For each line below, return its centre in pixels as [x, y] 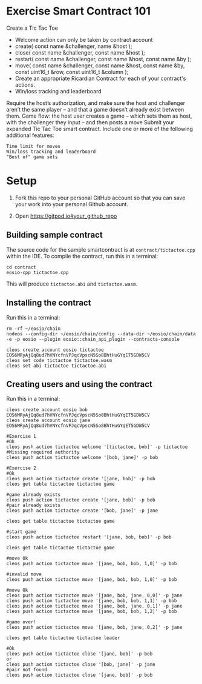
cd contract [21, 267]
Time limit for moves [34, 146]
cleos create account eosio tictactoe [55, 350]
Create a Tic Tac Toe [32, 28]
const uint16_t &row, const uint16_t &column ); [72, 72]
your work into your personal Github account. [72, 204]
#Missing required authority [43, 452]
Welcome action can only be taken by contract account [84, 39]
